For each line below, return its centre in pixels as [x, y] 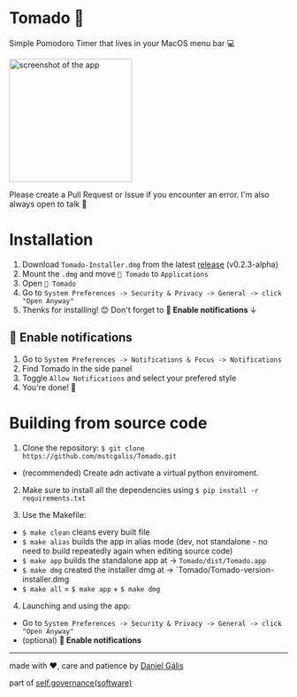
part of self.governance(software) [71, 683]
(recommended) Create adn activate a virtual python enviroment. [140, 473]
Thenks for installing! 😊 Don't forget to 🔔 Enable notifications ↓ [139, 309]
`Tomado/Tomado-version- [225, 569]
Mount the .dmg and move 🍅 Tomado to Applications [115, 273]
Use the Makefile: [54, 514]
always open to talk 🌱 [48, 204]
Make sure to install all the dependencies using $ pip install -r [140, 489]
